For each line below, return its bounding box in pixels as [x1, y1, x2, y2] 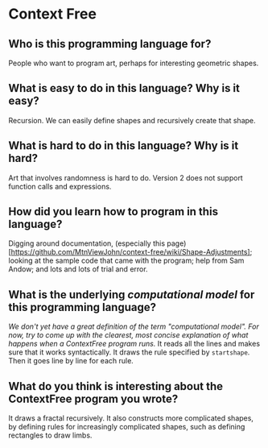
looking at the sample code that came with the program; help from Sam [8, 255, 245, 266]
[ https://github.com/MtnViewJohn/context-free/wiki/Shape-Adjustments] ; [8, 247, 253, 257]
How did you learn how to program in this [8, 205, 219, 218]
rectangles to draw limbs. [8, 430, 93, 440]
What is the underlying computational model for [8, 288, 255, 301]
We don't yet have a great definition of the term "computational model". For [8, 321, 259, 331]
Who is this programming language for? [8, 37, 212, 51]
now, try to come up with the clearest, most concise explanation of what [8, 330, 249, 340]
